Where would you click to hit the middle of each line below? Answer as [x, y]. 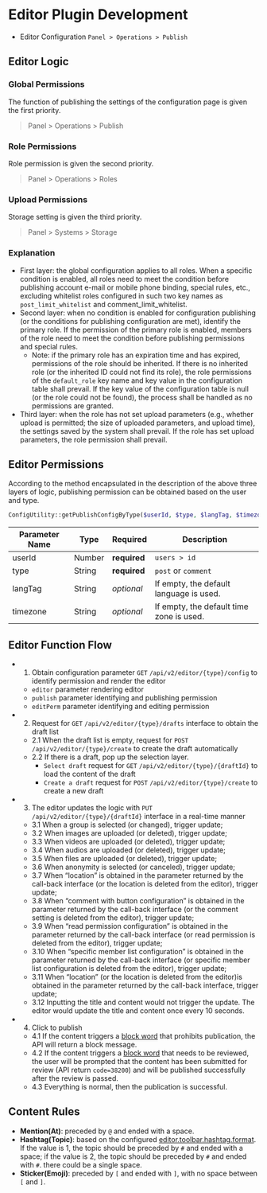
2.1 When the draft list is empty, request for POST [110, 740]
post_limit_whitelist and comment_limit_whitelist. [104, 304]
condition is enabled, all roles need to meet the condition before [124, 279]
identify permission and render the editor [99, 681]
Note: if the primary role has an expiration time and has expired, [136, 355]
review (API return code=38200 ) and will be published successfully [139, 1070]
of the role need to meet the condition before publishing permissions [132, 338]
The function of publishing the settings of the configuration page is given [128, 102]
